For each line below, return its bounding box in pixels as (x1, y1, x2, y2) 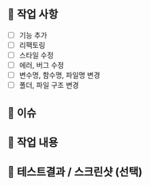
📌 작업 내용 (7, 135, 59, 149)
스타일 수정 (18, 50, 54, 60)
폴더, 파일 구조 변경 (18, 81, 79, 90)
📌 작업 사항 (7, 7, 59, 22)
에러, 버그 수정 (18, 61, 65, 69)
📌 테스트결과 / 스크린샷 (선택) (7, 165, 143, 179)
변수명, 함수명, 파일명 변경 (18, 70, 101, 80)
